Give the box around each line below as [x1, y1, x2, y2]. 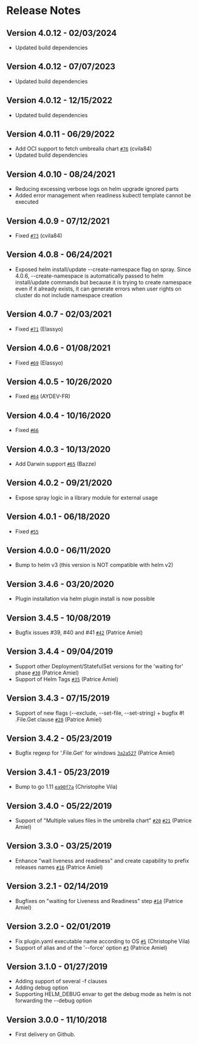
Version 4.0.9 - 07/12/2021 [6, 216, 110, 226]
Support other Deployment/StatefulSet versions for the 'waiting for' [15, 662, 183, 670]
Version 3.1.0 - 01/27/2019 [6, 961, 108, 972]
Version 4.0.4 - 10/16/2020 [6, 410, 111, 421]
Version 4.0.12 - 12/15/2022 [6, 95, 112, 106]
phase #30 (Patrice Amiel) [15, 669, 79, 676]
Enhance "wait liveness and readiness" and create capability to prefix [15, 857, 189, 864]
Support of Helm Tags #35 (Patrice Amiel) [15, 675, 118, 682]
